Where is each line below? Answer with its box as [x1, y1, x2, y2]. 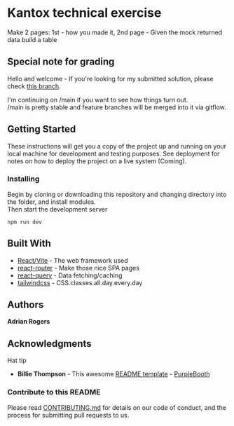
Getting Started [7, 123, 76, 135]
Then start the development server [7, 205, 108, 213]
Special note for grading [7, 56, 115, 68]
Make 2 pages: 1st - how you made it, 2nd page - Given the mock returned [7, 28, 223, 36]
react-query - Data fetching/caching [17, 271, 123, 280]
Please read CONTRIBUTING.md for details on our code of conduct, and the [7, 403, 226, 411]
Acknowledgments [7, 338, 92, 350]
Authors [7, 299, 44, 311]
